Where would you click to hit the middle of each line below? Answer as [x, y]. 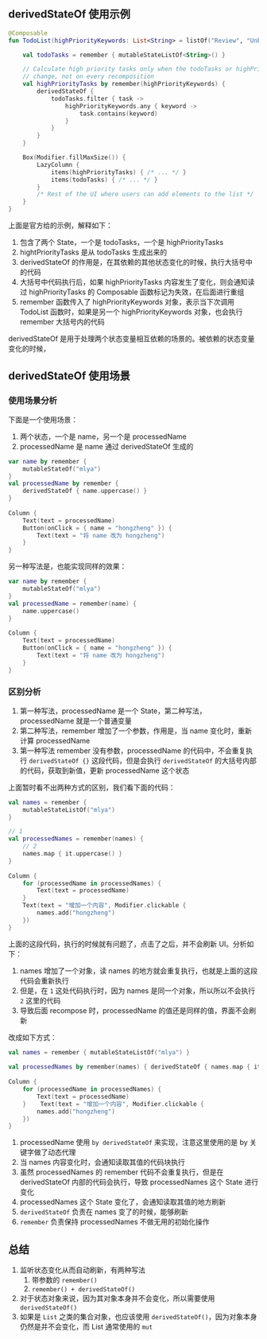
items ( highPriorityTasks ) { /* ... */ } [118, 172]
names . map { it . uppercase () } [73, 854]
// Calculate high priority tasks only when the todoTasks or [128, 69]
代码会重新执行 [44, 980]
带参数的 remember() [64, 1280]
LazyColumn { [58, 165]
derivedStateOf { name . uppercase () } [85, 491]
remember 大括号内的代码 [62, 322]
